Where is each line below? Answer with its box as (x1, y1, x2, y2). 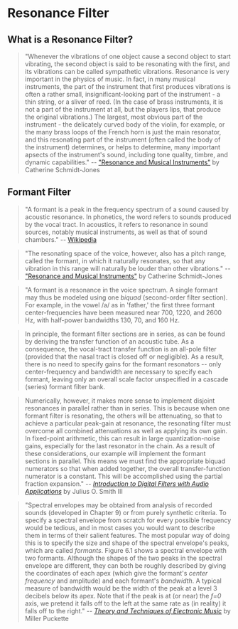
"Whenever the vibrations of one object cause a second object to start (24, 52, 231, 60)
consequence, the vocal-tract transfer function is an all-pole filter (24, 344, 217, 353)
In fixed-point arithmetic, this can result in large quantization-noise (24, 434, 220, 443)
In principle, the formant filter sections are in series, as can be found (24, 329, 225, 338)
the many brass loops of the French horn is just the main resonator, (24, 128, 222, 136)
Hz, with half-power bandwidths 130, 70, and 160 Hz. (24, 315, 180, 324)
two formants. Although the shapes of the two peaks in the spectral (24, 554, 222, 562)
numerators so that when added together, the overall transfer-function (24, 464, 231, 472)
